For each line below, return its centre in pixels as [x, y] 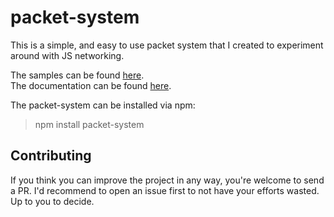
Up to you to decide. [52, 201]
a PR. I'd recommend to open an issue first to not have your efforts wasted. [165, 190]
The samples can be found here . [77, 75]
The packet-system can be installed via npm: [103, 105]
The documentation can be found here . [91, 85]
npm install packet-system [89, 124]
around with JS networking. [67, 55]
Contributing [51, 156]
